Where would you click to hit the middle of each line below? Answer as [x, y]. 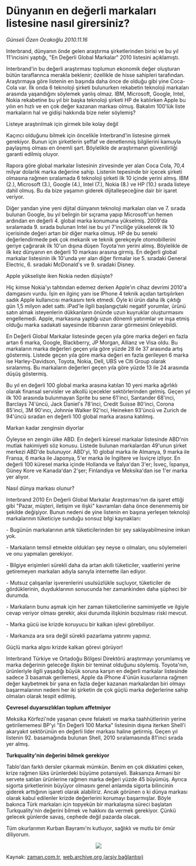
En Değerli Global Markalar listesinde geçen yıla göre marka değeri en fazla [97, 336]
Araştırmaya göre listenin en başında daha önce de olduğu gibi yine [87, 81]
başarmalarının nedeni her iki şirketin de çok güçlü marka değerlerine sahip [97, 689]
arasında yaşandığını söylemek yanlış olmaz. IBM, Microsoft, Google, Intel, [96, 94]
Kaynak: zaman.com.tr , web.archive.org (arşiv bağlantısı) [75, 857]
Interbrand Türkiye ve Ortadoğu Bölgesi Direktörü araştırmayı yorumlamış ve [98, 658]
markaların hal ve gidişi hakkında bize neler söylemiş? [71, 112]
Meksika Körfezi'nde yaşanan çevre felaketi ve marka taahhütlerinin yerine [96, 719]
